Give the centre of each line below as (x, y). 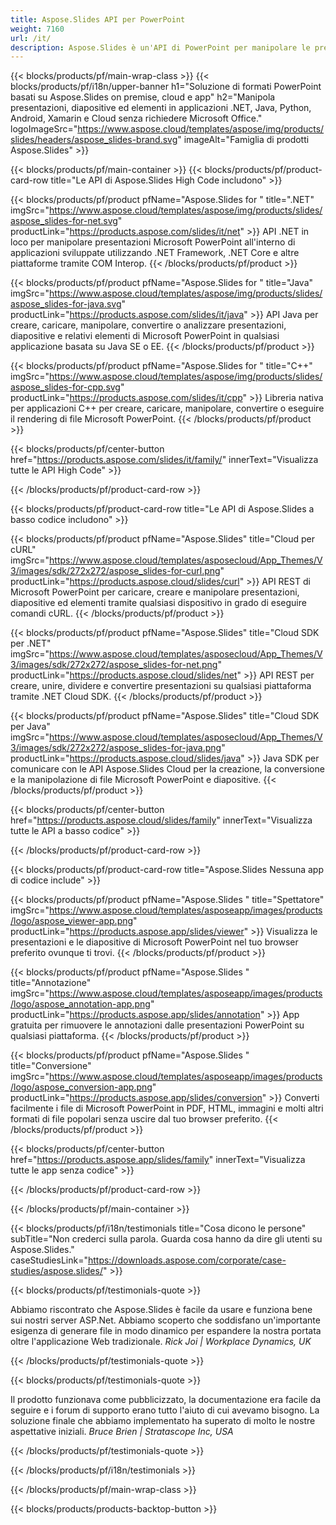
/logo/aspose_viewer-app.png (72, 921)
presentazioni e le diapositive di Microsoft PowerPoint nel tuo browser (154, 942)
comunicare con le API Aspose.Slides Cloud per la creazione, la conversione (167, 769)
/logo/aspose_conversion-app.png (81, 1087)
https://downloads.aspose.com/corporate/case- (187, 1260)
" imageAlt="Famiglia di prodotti (243, 140)
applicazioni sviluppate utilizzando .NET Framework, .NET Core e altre (155, 253)
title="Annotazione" (51, 983)
